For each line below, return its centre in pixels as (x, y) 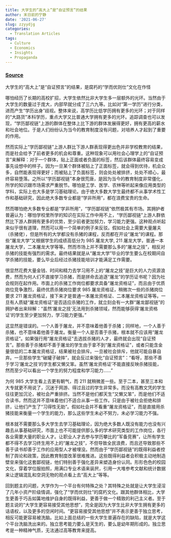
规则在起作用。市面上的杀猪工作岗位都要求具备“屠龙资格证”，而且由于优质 (87, 283)
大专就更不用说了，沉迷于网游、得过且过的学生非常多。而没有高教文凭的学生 (85, 387)
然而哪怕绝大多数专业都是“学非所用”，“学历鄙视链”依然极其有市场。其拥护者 (85, 208)
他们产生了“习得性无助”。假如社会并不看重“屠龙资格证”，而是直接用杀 (92, 407)
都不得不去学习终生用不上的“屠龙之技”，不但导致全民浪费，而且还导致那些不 (85, 443)
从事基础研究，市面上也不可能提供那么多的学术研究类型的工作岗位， (85, 430)
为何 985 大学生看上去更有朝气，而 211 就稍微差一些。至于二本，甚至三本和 (84, 381)
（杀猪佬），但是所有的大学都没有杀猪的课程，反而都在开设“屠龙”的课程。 (82, 234)
